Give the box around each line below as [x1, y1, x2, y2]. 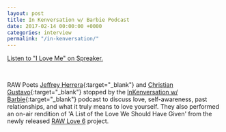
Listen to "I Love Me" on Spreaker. [7, 54, 104, 62]
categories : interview [7, 29, 72, 36]
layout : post [7, 10, 44, 17]
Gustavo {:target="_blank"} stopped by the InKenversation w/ [7, 88, 178, 96]
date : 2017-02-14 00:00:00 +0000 [7, 23, 102, 29]
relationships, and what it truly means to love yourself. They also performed [7, 103, 220, 111]
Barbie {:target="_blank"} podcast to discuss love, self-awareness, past [7, 95, 208, 103]
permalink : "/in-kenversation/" [7, 36, 99, 42]
